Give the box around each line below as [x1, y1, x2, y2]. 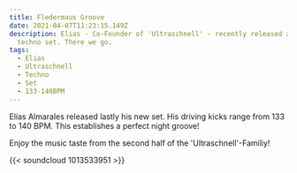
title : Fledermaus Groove [9, 12, 104, 22]
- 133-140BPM [17, 86, 65, 95]
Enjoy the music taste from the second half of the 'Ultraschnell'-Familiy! [9, 138, 270, 148]
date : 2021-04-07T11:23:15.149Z [9, 21, 128, 30]
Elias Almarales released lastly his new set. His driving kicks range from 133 [9, 111, 286, 122]
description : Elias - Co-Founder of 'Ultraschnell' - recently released [9, 29, 283, 38]
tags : [9, 46, 29, 55]
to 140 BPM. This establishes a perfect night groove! [9, 120, 201, 131]
